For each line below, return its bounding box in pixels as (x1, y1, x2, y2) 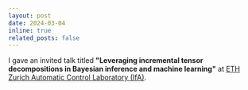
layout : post (8, 11, 52, 20)
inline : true (8, 26, 52, 34)
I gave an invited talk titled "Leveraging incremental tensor (8, 56, 203, 65)
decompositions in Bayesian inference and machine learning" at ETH (8, 65, 241, 74)
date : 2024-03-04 (8, 19, 66, 27)
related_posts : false (8, 33, 80, 42)
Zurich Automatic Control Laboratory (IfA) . (8, 72, 147, 82)
